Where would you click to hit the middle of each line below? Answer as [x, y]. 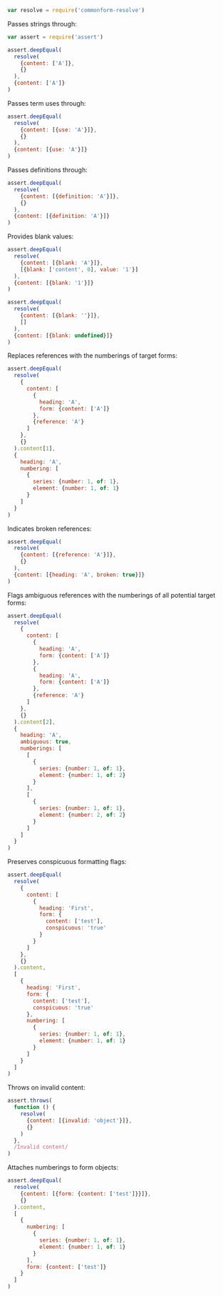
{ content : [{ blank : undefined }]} [63, 336]
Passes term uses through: [47, 103]
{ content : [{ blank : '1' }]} [54, 283]
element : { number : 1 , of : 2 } [82, 775]
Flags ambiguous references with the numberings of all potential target [111, 595]
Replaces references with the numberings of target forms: [93, 356]
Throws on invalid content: [46, 1087]
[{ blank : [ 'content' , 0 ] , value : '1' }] [79, 269]
